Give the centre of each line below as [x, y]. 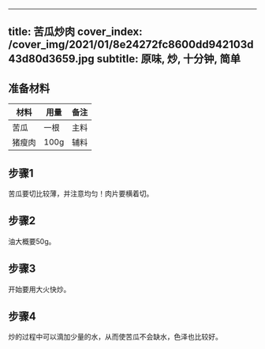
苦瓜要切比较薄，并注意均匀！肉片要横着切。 [81, 193]
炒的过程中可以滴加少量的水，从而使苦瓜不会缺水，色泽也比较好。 [115, 337]
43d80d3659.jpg [51, 59]
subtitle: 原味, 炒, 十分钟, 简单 [168, 59]
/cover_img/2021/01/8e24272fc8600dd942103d [131, 45]
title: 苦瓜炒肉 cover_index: [76, 32]
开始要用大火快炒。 [39, 289]
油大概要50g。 [32, 241]
